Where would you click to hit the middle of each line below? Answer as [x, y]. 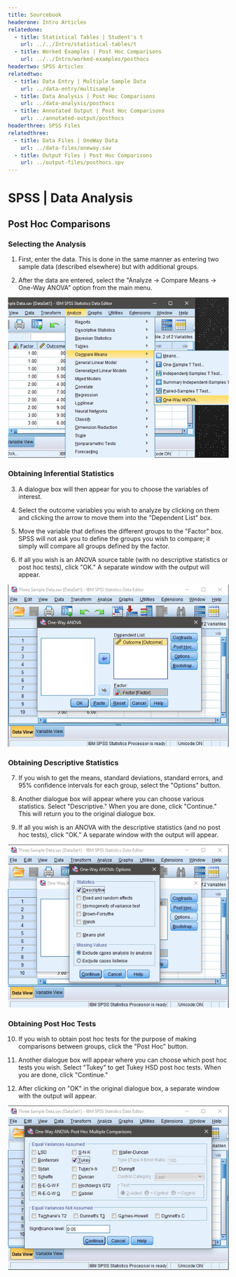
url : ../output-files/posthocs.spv [72, 163]
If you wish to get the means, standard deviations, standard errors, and [120, 778]
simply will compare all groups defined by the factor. [94, 546]
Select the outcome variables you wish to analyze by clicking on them [119, 510]
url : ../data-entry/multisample [68, 89]
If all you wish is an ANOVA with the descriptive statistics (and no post [119, 828]
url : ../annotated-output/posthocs [72, 118]
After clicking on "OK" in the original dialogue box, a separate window [119, 1088]
